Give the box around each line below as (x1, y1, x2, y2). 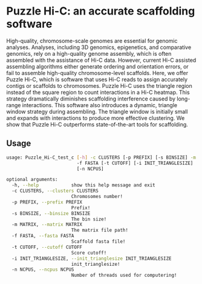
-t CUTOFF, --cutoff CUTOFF (11, 244, 83, 250)
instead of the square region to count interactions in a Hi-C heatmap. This (6, 88, 190, 96)
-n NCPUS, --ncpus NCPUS (11, 266, 74, 273)
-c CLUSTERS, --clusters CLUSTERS (11, 188, 99, 194)
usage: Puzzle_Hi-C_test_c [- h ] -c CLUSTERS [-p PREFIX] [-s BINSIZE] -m (6, 154, 197, 160)
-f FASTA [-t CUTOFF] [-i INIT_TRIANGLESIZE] (76, 160, 194, 166)
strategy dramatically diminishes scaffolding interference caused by (6, 95, 176, 102)
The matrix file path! (71, 227, 129, 234)
